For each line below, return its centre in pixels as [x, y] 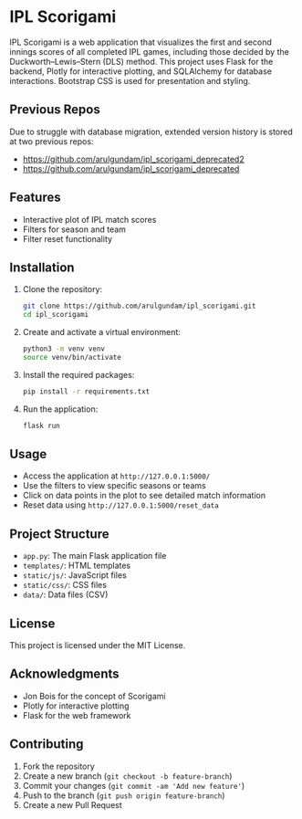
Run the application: [60, 409]
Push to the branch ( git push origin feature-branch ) [124, 795]
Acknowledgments [65, 674]
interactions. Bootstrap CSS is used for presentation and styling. [130, 80]
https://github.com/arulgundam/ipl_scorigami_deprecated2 [133, 159]
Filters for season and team [74, 229]
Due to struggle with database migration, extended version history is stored [151, 131]
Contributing [47, 745]
